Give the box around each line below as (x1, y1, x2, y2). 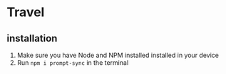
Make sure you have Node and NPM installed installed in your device (16, 51, 219, 59)
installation (6, 32, 58, 44)
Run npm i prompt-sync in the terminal (16, 58, 129, 67)
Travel (6, 4, 45, 20)
